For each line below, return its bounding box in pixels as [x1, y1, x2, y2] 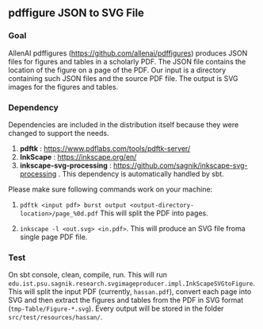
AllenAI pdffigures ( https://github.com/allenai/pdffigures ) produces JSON [8, 48, 248, 58]
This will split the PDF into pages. [100, 208, 208, 218]
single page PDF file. [19, 232, 88, 242]
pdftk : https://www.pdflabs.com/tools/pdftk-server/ [19, 143, 191, 153]
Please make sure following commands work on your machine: [8, 184, 213, 194]
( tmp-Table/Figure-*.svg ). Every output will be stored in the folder [8, 304, 224, 313]
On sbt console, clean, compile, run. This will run [8, 270, 168, 280]
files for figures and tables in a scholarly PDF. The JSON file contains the [8, 56, 246, 66]
